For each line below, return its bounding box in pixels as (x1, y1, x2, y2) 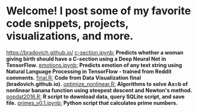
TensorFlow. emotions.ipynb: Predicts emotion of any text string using (6, 61, 183, 69)
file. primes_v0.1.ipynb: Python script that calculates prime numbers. (6, 99, 178, 106)
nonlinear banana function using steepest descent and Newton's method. (6, 87, 193, 94)
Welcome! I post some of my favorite (6, 4, 191, 18)
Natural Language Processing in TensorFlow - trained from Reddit (6, 68, 172, 75)
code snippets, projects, (6, 17, 129, 30)
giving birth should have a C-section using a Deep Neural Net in (6, 55, 166, 62)
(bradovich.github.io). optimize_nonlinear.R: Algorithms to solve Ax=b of (6, 80, 188, 87)
